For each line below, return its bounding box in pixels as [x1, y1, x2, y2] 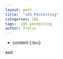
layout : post [5, 7, 32, 12]
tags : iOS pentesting [5, 21, 52, 26]
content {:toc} [12, 39, 41, 45]
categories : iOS [5, 16, 39, 21]
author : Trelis [5, 26, 37, 31]
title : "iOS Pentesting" [5, 12, 59, 17]
